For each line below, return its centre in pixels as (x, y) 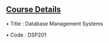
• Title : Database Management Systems (54, 23)
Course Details (34, 10)
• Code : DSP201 (26, 35)
